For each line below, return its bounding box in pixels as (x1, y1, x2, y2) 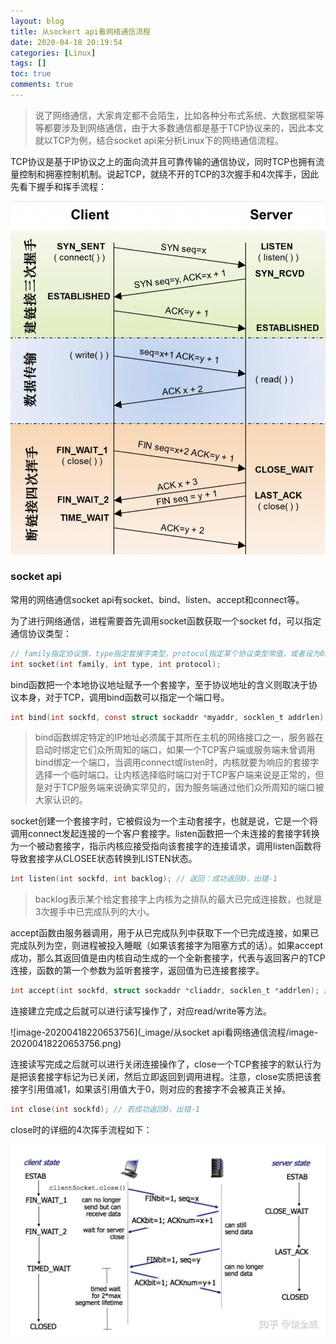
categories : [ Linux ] (10, 48, 97, 58)
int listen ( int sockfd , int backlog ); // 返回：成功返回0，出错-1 (10, 874, 278, 884)
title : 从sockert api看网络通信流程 (10, 26, 151, 37)
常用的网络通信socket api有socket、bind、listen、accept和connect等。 (10, 593, 305, 605)
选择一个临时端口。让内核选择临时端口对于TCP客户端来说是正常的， (34, 769, 316, 781)
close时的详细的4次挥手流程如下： (10, 1124, 153, 1136)
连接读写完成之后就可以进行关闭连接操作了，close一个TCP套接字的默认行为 (10, 1058, 322, 1070)
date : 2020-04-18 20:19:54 (10, 37, 123, 47)
